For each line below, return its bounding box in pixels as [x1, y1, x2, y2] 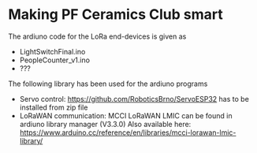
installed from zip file [19, 103, 88, 112]
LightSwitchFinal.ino [19, 47, 86, 56]
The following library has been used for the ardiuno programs [8, 79, 208, 88]
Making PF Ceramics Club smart [8, 6, 223, 24]
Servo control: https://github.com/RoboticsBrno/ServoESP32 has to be [19, 94, 250, 103]
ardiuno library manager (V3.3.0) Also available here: [19, 119, 192, 129]
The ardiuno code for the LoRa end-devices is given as [8, 32, 187, 41]
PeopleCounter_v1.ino [19, 55, 91, 65]
